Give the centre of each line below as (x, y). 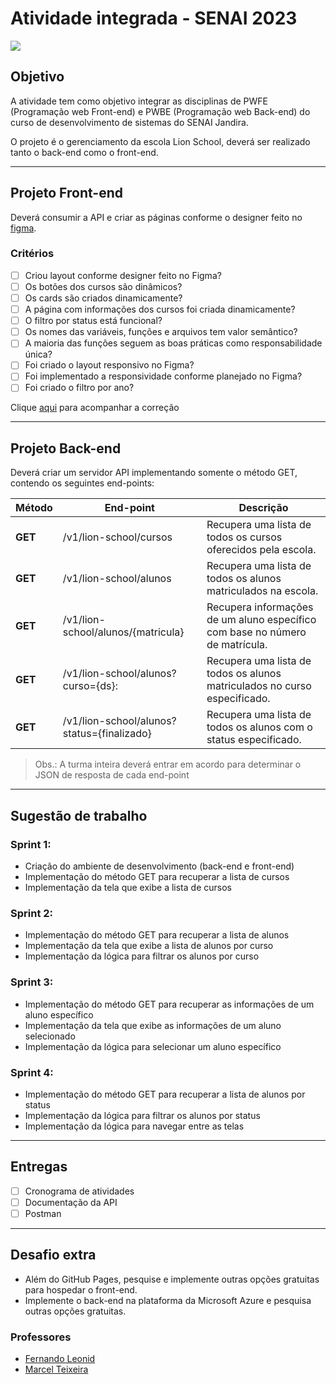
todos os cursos (244, 537)
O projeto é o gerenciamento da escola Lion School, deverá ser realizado (160, 141)
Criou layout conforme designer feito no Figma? (123, 275)
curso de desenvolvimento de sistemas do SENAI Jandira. (129, 122)
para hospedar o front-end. (81, 1289)
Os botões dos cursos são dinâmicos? (103, 286)
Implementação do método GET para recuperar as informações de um (169, 1004)
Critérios (32, 254)
